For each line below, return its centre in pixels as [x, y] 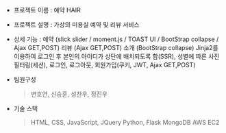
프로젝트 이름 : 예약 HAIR [47, 10]
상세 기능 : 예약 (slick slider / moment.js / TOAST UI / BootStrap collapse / [116, 39]
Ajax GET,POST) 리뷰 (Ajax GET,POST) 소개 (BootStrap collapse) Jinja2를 [116, 48]
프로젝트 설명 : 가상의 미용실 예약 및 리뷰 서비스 [76, 25]
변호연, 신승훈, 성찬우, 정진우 [69, 94]
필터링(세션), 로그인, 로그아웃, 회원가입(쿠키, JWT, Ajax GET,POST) [104, 65]
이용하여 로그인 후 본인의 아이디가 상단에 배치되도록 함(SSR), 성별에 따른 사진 [116, 56]
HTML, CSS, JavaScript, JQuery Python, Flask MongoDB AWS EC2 [125, 122]
